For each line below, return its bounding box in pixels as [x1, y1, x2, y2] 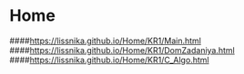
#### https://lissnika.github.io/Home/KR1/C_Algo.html [9, 54, 209, 65]
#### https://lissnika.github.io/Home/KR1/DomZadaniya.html [9, 44, 235, 55]
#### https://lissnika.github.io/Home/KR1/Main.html [9, 35, 202, 46]
